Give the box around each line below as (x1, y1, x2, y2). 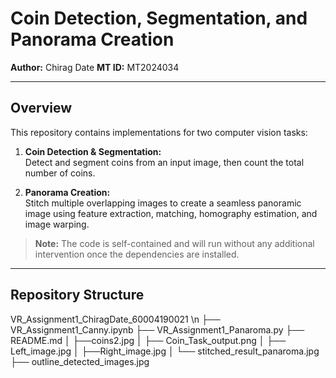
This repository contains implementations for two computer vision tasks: (10, 126, 308, 138)
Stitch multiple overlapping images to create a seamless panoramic (24, 197, 302, 209)
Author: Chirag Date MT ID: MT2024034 (10, 61, 180, 73)
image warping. (24, 218, 90, 230)
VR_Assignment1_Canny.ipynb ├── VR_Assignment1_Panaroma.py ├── (10, 323, 305, 336)
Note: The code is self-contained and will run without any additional (34, 237, 315, 249)
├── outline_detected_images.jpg (10, 355, 150, 367)
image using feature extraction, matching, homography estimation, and (24, 207, 318, 219)
